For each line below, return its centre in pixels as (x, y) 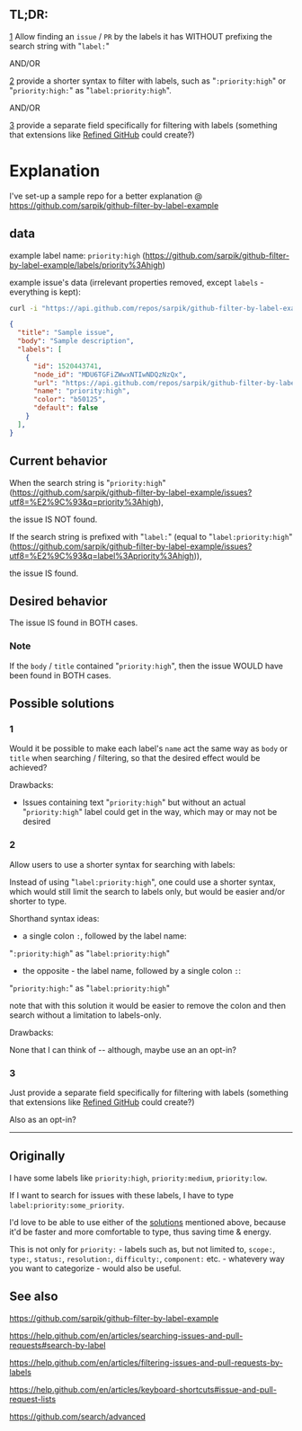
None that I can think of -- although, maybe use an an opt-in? (123, 1049)
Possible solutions (62, 703)
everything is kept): (45, 292)
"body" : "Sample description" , (76, 341)
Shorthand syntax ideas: (54, 918)
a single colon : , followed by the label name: (104, 936)
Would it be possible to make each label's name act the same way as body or (148, 748)
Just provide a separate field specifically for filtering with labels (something (149, 1092)
